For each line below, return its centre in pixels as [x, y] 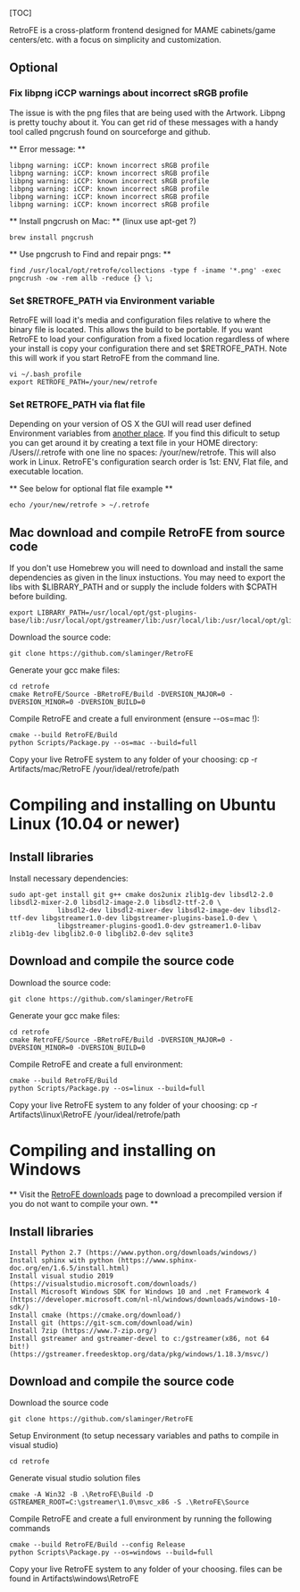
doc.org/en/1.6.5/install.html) [69, 1268]
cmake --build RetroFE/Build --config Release [97, 1545]
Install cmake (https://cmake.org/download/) [95, 1315]
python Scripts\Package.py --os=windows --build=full [112, 1553]
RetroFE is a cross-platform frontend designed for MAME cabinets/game [142, 30]
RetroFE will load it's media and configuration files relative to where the [140, 320]
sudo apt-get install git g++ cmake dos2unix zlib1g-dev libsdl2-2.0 [142, 895]
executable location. [46, 472]
